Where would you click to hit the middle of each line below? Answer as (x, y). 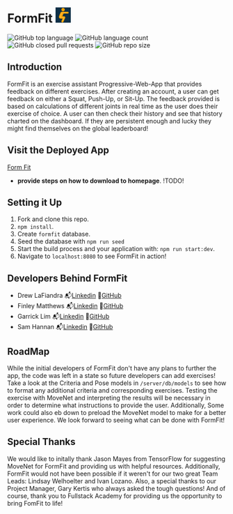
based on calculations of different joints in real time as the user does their (113, 106)
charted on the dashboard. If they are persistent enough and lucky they (110, 121)
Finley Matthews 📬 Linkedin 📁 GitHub (70, 306)
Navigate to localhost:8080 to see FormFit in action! (92, 256)
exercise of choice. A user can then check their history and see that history (115, 113)
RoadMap (29, 351)
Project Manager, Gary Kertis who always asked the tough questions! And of (116, 488)
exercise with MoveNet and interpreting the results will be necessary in (109, 398)
